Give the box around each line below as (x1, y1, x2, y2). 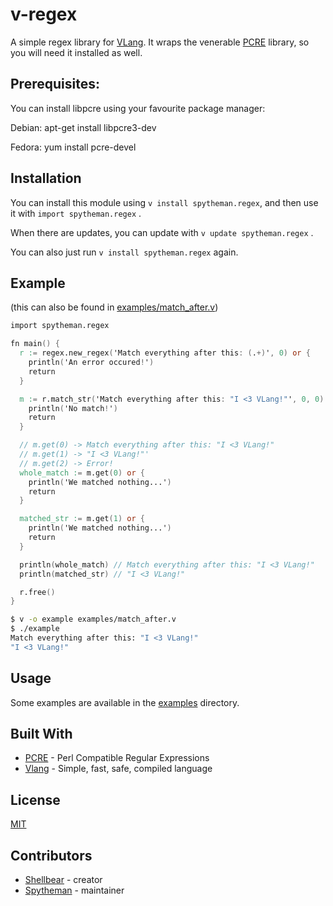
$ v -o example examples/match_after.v (10, 614, 177, 625)
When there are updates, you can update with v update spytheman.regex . (10, 226, 314, 238)
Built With (10, 725, 73, 742)
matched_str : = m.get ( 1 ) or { (19, 514, 145, 524)
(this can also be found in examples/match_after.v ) (10, 301, 219, 313)
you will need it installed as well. (10, 46, 143, 58)
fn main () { (10, 339, 60, 349)
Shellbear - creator (24, 874, 103, 885)
